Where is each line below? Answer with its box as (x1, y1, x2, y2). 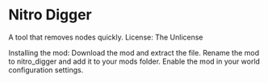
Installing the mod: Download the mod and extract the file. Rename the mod (8, 48, 260, 57)
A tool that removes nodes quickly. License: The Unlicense (8, 32, 203, 42)
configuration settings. (8, 64, 84, 74)
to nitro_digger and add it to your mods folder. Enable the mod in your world (8, 56, 261, 66)
